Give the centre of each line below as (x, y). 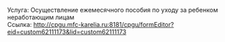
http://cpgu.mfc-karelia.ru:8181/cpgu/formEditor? (104, 24)
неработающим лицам (41, 17)
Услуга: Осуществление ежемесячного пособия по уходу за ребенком (113, 10)
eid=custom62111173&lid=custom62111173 (67, 32)
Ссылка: (20, 24)
